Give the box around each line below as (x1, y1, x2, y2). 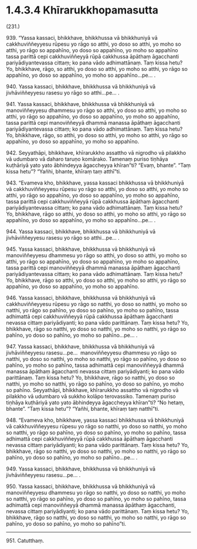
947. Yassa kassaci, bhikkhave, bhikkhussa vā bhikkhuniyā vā (6, 343, 155, 350)
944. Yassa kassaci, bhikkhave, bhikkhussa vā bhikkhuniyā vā (6, 228, 156, 235)
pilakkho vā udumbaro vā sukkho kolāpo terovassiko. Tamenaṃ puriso (6, 393, 176, 400)
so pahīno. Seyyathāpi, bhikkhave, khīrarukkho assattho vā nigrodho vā (6, 386, 179, 393)
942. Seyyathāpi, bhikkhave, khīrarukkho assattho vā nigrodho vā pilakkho (6, 149, 186, 156)
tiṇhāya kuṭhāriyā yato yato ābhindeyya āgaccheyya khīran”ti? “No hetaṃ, (6, 399, 185, 406)
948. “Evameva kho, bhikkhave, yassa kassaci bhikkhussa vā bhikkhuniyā (6, 417, 185, 424)
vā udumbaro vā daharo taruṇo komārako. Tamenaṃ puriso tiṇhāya (6, 155, 168, 162)
